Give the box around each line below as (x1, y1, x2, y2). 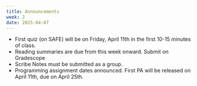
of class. (14, 42, 36, 49)
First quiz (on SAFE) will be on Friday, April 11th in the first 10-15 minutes (14, 36, 191, 43)
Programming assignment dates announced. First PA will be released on (14, 67, 191, 74)
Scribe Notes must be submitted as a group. (14, 61, 123, 68)
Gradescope (14, 54, 46, 62)
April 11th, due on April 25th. (14, 73, 84, 80)
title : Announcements (6, 8, 60, 15)
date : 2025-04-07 (6, 19, 49, 25)
